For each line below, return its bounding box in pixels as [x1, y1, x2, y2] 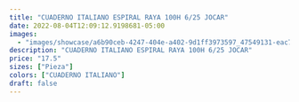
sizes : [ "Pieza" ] [9, 63, 74, 72]
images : [9, 29, 38, 38]
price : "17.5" [9, 54, 62, 63]
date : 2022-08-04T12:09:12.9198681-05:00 [9, 21, 166, 30]
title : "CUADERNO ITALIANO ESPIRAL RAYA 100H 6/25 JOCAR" [9, 12, 229, 22]
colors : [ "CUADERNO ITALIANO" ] [9, 71, 125, 80]
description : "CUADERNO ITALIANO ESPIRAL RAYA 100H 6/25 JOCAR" [9, 46, 253, 55]
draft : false [9, 79, 58, 88]
